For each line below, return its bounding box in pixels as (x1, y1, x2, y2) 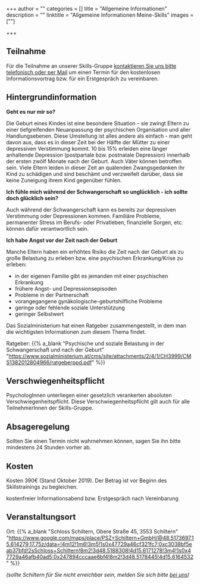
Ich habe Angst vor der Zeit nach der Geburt (6, 237, 118, 244)
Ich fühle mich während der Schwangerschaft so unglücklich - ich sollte (6, 188, 188, 195)
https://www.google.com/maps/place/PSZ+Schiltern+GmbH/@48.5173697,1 (8, 534, 194, 541)
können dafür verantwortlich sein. (6, 225, 89, 232)
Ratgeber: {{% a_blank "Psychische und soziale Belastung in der (6, 340, 165, 347)
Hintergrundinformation (6, 92, 97, 102)
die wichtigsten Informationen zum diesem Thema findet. (6, 328, 146, 336)
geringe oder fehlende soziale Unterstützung (14, 304, 125, 311)
